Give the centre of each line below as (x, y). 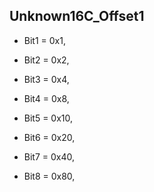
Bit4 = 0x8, (46, 98)
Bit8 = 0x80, (49, 176)
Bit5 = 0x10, (48, 118)
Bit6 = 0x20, (49, 137)
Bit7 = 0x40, (49, 156)
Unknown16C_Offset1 (77, 16)
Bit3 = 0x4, (46, 79)
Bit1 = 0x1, (44, 40)
